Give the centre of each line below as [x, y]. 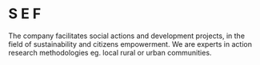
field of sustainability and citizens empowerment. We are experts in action [130, 44]
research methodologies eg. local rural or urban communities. [110, 52]
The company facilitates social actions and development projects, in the [127, 36]
